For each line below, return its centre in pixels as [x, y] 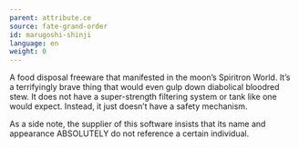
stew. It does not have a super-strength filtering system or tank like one [143, 97]
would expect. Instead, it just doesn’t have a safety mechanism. [129, 106]
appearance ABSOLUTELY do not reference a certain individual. [129, 133]
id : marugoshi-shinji [51, 35]
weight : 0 [28, 52]
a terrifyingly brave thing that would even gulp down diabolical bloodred [144, 87]
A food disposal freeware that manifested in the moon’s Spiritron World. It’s [150, 77]
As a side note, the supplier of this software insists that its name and [138, 124]
